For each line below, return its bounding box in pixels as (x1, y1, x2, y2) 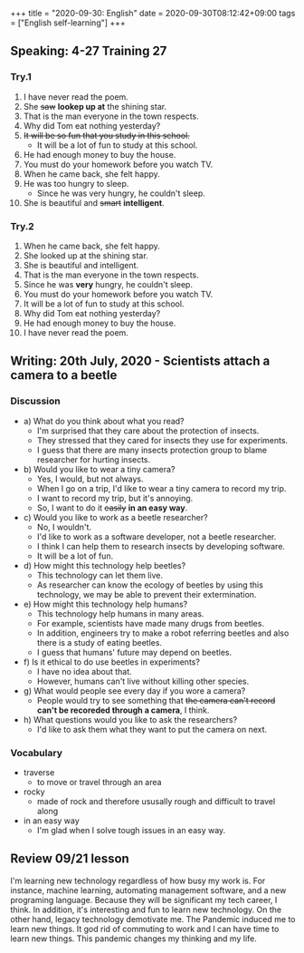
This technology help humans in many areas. (36, 608, 204, 619)
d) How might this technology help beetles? (23, 559, 186, 570)
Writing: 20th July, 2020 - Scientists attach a (10, 354, 271, 369)
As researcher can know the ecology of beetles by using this (36, 579, 263, 590)
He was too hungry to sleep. (23, 178, 129, 189)
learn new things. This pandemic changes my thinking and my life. (10, 933, 257, 944)
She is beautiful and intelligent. (23, 259, 139, 270)
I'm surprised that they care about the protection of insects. (36, 425, 260, 436)
